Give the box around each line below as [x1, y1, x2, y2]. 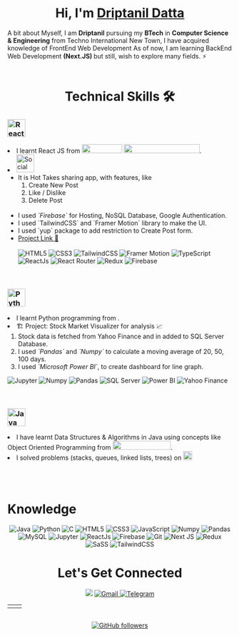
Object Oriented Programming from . [7, 443, 173, 452]
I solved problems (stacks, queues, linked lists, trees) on [16, 453, 182, 462]
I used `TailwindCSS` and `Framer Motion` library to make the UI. [17, 219, 207, 228]
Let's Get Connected [57, 565, 183, 581]
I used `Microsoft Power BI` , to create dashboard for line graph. [17, 362, 204, 370]
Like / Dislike [28, 188, 66, 197]
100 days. [17, 355, 46, 363]
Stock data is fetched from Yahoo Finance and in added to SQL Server [17, 332, 225, 340]
